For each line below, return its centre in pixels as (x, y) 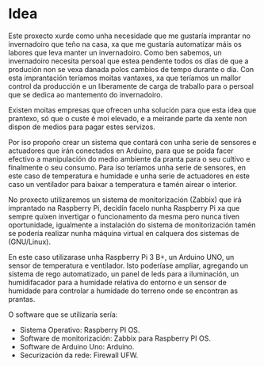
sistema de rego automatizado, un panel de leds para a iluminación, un (124, 273)
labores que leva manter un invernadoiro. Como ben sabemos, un (115, 52)
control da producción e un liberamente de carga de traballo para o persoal (131, 86)
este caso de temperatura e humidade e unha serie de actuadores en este (129, 176)
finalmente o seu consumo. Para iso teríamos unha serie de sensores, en (127, 167)
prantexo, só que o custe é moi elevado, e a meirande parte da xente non (128, 118)
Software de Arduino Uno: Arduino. (77, 346)
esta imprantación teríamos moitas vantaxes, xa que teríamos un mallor (125, 78)
